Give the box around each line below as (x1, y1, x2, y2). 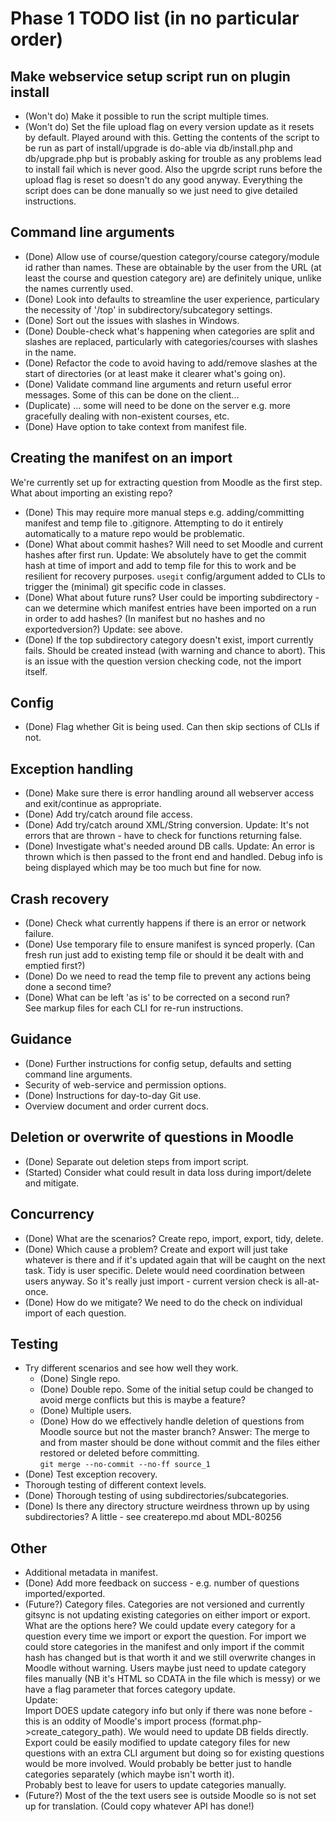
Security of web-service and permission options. (24, 1078, 227, 1091)
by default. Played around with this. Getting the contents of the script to (24, 132, 320, 143)
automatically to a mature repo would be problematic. (24, 527, 246, 539)
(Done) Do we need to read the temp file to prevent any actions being (24, 970, 311, 982)
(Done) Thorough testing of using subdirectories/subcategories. (24, 1490, 290, 1502)
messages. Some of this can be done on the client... (24, 388, 240, 401)
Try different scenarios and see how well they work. (24, 1362, 239, 1374)
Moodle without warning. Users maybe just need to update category (24, 1662, 307, 1674)
